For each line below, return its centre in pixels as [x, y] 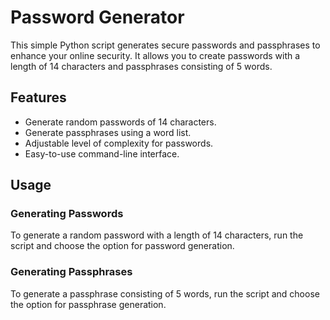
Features [38, 97]
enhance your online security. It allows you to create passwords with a [155, 55]
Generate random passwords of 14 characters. [120, 122]
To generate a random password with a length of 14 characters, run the [157, 235]
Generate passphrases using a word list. [108, 132]
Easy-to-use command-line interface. [102, 153]
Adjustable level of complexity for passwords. [119, 143]
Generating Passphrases [71, 272]
